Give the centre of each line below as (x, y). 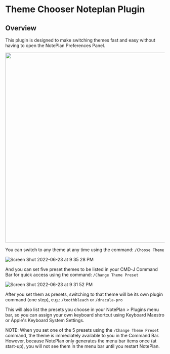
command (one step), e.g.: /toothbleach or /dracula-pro (64, 300)
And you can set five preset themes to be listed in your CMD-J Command (82, 269)
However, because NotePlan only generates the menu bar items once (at (81, 341)
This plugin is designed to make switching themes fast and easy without (80, 40)
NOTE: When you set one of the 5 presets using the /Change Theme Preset (82, 330)
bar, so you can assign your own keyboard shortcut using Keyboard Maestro (85, 315)
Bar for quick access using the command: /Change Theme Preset (72, 275)
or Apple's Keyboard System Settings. (45, 320)
